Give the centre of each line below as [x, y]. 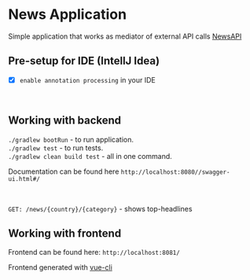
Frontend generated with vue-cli [60, 267]
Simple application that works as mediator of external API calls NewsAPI [125, 36]
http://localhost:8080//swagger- [175, 172]
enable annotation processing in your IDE [87, 79]
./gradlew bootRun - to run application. [71, 139]
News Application [68, 15]
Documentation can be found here [64, 171]
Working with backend [65, 121]
